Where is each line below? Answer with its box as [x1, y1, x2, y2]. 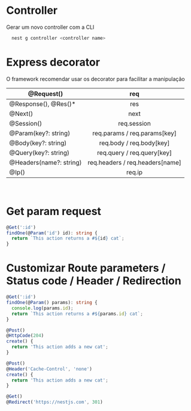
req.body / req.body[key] [99, 139, 170, 147]
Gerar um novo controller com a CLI [6, 23, 95, 31]
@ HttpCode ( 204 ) [6, 333, 44, 339]
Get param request [6, 204, 102, 218]
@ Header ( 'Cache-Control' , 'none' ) [6, 366, 93, 372]
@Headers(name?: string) [9, 158, 82, 166]
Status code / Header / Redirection [6, 274, 181, 288]
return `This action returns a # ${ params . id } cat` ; [11, 311, 144, 317]
